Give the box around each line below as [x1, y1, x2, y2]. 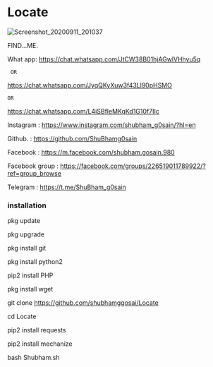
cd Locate [7, 312, 37, 321]
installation [7, 200, 47, 210]
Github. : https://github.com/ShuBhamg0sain [7, 134, 138, 143]
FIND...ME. [7, 41, 39, 49]
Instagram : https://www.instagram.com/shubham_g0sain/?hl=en [7, 121, 196, 129]
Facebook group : [7, 162, 59, 170]
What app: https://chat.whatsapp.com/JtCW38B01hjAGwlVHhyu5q [7, 54, 201, 64]
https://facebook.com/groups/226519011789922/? [59, 162, 206, 170]
